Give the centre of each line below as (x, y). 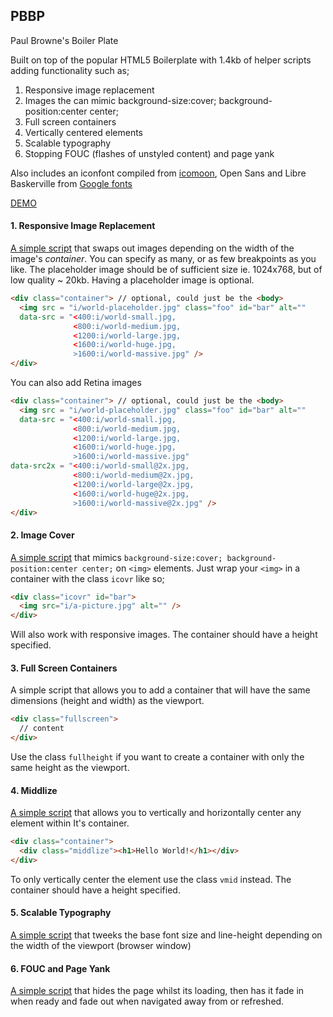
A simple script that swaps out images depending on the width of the (152, 248)
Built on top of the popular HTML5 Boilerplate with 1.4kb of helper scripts (161, 60)
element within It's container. (70, 823)
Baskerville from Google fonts (71, 183)
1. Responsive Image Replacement (83, 226)
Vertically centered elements (84, 132)
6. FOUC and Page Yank (60, 968)
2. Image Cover (42, 535)
